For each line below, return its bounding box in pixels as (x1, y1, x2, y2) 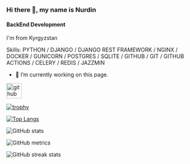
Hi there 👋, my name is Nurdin (6, 6, 96, 14)
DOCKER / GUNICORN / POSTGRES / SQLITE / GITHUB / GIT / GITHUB (6, 53, 184, 60)
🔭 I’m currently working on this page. (15, 71, 108, 78)
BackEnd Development (6, 21, 66, 28)
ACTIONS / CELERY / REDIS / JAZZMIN (6, 59, 105, 67)
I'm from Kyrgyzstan (6, 34, 58, 42)
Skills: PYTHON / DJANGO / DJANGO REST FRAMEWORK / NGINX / (6, 46, 178, 54)
